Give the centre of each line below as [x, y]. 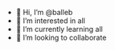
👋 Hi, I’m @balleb [44, 12]
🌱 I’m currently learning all [59, 29]
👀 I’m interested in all [51, 21]
